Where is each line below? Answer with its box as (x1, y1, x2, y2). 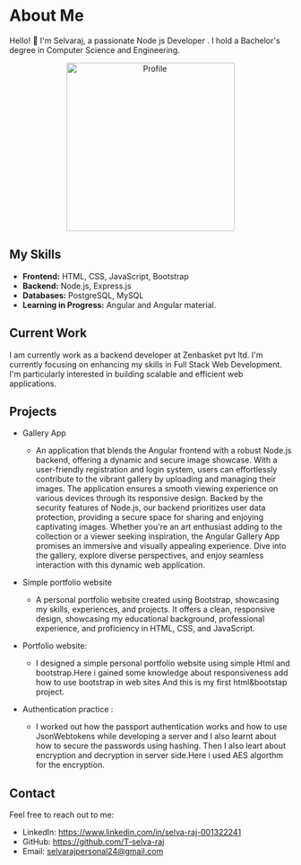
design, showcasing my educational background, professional (35, 613, 265, 624)
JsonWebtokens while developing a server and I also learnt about (35, 731, 277, 742)
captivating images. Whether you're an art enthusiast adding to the (35, 522, 283, 533)
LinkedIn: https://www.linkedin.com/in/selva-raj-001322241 (21, 827, 242, 838)
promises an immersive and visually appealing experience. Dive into (35, 541, 287, 552)
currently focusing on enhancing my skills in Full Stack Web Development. (9, 358, 282, 369)
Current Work (9, 325, 88, 341)
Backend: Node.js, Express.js (21, 280, 132, 291)
